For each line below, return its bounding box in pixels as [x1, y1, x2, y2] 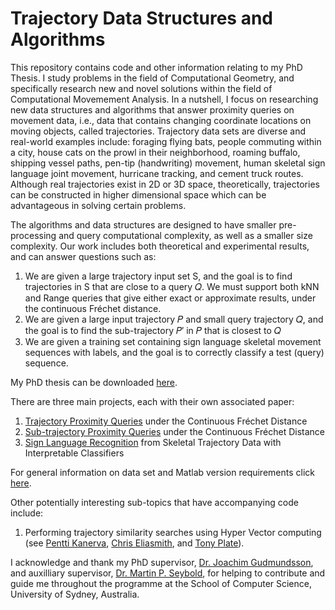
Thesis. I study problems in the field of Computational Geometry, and [10, 72, 295, 84]
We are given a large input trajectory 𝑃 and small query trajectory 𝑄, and [24, 313, 324, 325]
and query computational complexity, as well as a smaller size [58, 229, 313, 241]
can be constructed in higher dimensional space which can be [10, 188, 267, 201]
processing [10, 229, 57, 241]
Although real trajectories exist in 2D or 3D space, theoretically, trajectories [10, 178, 320, 190]
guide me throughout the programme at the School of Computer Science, [10, 577, 312, 589]
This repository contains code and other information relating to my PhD [10, 61, 303, 73]
